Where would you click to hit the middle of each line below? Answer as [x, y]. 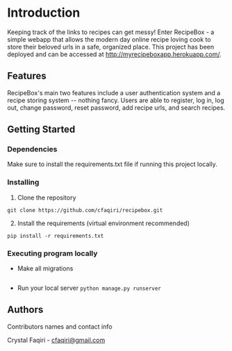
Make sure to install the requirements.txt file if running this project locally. [112, 164]
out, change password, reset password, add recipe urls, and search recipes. [116, 107]
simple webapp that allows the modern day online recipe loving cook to [109, 39]
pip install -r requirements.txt [56, 236]
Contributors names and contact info [60, 326]
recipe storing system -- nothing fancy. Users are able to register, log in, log [116, 100]
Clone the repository [47, 197]
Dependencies [32, 149]
